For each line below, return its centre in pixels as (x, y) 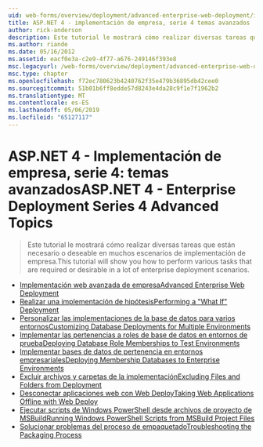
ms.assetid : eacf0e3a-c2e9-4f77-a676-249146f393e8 (92, 60)
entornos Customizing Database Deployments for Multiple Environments (135, 326)
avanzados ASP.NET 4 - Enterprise (122, 190)
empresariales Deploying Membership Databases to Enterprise (120, 360)
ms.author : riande (38, 45)
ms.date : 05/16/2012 (42, 52)
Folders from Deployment (60, 384)
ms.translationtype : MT (47, 96)
